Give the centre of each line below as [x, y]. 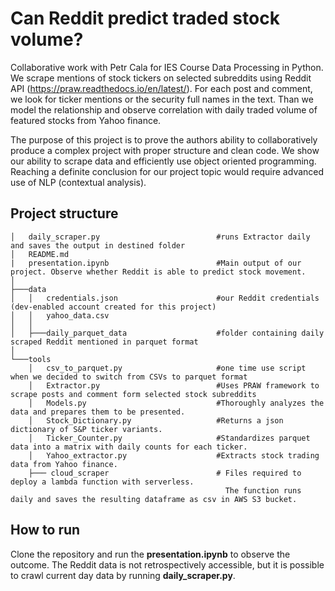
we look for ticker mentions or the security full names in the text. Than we [162, 99]
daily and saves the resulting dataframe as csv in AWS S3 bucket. [154, 499]
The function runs [263, 490]
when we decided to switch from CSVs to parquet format [129, 377]
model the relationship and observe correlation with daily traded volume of [164, 109]
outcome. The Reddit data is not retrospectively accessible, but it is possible [167, 564]
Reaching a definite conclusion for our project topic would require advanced [167, 171]
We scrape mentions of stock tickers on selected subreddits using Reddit [161, 78]
